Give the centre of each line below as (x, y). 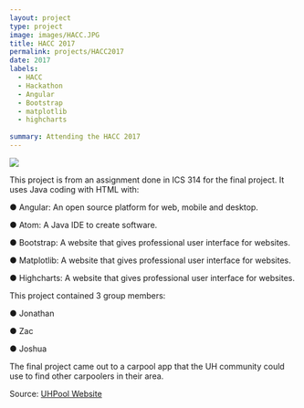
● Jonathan (32, 313)
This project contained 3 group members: (88, 295)
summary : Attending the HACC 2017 (75, 137)
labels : (24, 69)
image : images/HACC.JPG (55, 35)
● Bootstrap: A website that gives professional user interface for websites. (150, 242)
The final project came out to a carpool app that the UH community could (147, 366)
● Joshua (28, 349)
